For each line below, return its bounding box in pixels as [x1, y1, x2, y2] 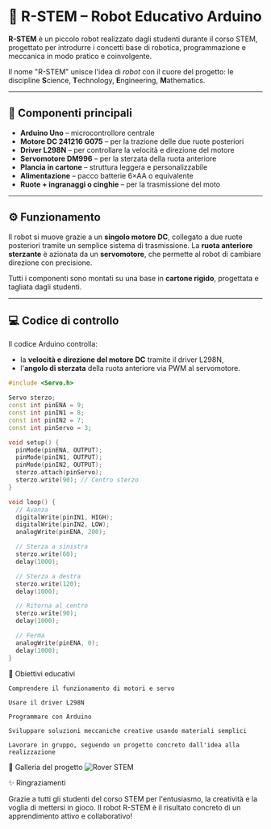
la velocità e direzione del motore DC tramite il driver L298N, [19, 355, 224, 364]
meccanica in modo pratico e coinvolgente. [8, 51, 152, 61]
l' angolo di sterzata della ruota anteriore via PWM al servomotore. [19, 364, 240, 373]
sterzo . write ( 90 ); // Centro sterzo [15, 476, 139, 484]
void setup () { [8, 438, 60, 447]
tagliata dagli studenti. [8, 282, 82, 292]
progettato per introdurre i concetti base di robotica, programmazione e [8, 42, 246, 52]
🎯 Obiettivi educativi [8, 668, 75, 678]
